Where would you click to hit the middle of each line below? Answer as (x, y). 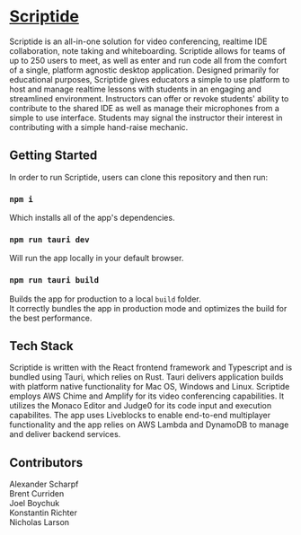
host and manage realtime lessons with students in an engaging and (136, 89)
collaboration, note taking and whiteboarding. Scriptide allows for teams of (147, 50)
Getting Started (53, 156)
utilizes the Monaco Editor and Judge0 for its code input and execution (141, 406)
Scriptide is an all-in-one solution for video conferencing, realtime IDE (138, 41)
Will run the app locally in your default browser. (97, 259)
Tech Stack (41, 346)
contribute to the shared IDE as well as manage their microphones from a (145, 108)
